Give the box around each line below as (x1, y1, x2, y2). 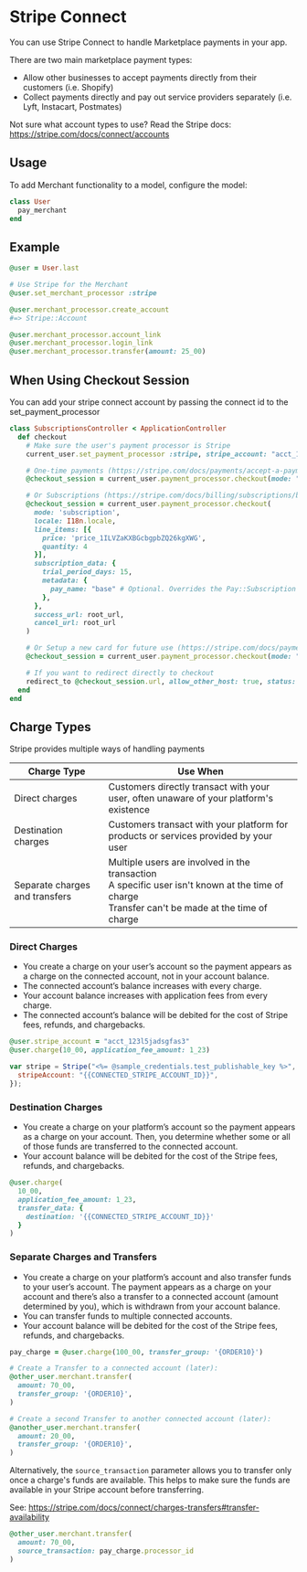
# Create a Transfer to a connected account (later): (9, 1364, 219, 1373)
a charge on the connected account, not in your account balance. (22, 971, 270, 982)
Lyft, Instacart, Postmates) (22, 101, 122, 112)
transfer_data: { (17, 1204, 84, 1213)
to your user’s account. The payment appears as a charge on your (22, 1281, 272, 1292)
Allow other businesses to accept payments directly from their (22, 71, 258, 83)
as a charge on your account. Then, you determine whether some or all (22, 1131, 291, 1142)
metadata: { (42, 576, 89, 585)
